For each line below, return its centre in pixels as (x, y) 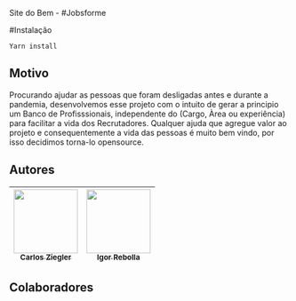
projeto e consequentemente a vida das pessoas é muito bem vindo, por (142, 132)
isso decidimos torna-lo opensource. (76, 142)
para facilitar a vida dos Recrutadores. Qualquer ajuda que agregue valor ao (148, 123)
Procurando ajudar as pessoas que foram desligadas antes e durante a (139, 95)
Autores (32, 170)
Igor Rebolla (118, 257)
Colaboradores (52, 288)
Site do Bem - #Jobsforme (58, 13)
